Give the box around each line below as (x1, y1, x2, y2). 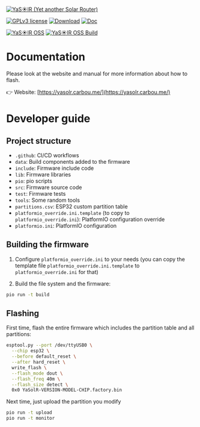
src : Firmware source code (14, 184, 82, 191)
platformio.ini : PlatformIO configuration (14, 222, 117, 229)
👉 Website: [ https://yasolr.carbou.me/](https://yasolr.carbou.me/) (6, 88, 171, 96)
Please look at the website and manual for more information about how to (6, 70, 188, 77)
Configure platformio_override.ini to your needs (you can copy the (14, 255, 185, 263)
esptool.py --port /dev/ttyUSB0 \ (6, 342, 93, 349)
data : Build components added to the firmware (14, 158, 130, 165)
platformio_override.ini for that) (14, 268, 99, 275)
